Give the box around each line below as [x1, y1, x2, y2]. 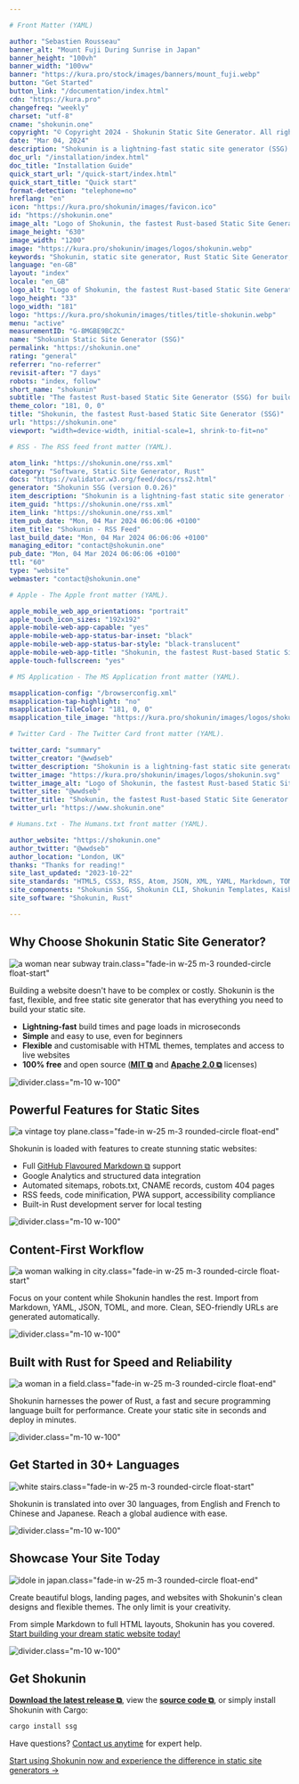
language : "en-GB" [9, 260, 77, 270]
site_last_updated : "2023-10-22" [9, 869, 133, 878]
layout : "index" [9, 269, 69, 278]
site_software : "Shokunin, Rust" [9, 894, 133, 903]
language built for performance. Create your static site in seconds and [9, 1405, 267, 1415]
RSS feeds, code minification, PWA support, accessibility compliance [21, 1190, 276, 1200]
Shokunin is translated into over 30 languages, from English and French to [9, 1498, 280, 1509]
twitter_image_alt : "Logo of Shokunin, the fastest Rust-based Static [9, 779, 277, 788]
